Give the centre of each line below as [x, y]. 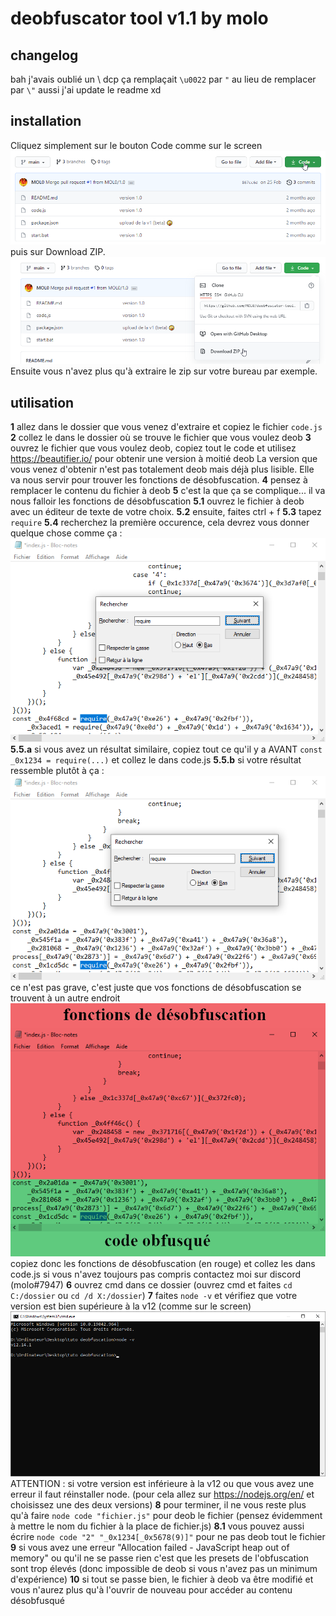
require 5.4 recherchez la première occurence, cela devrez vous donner [160, 523]
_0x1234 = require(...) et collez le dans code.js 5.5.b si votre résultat [156, 760]
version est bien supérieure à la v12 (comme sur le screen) [131, 1306]
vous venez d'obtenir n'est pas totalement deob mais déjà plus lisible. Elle [162, 469]
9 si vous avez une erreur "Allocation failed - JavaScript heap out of [150, 1547]
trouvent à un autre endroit [65, 998]
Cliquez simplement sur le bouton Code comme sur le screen [136, 145]
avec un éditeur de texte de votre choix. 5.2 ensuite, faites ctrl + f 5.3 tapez [166, 512]
